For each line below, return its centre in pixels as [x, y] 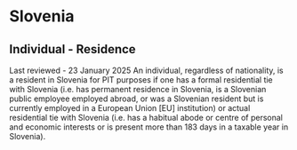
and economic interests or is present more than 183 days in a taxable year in [149, 127]
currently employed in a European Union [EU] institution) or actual [130, 108]
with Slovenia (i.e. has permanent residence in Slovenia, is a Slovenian [138, 89]
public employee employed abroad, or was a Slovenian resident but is [136, 99]
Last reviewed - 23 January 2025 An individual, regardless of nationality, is [147, 70]
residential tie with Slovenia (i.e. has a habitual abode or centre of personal [146, 118]
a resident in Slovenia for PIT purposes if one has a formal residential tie [141, 80]
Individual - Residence [72, 49]
